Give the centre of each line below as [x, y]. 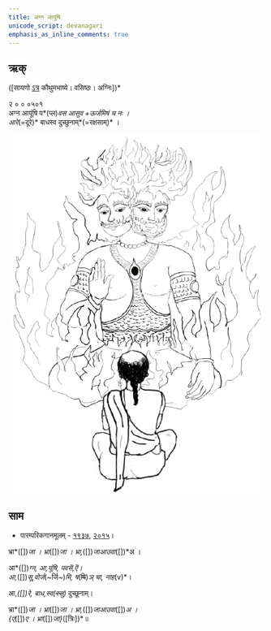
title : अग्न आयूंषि [34, 17]
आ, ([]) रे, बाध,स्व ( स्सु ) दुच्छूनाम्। [51, 594]
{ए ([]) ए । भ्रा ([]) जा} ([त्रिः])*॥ [49, 619]
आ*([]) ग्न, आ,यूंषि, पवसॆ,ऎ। [45, 568]
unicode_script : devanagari [56, 26]
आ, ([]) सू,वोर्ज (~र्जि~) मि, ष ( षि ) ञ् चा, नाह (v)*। [70, 577]
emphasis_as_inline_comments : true [69, 34]
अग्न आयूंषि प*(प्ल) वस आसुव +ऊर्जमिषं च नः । [69, 113]
